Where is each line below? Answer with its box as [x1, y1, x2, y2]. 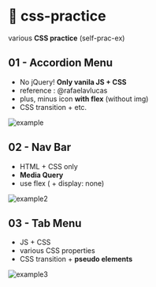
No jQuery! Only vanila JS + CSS [19, 77, 128, 86]
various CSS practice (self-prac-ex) [8, 33, 125, 43]
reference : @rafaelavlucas [19, 85, 108, 95]
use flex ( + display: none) [19, 178, 105, 188]
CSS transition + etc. [19, 102, 87, 111]
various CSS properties [19, 246, 96, 255]
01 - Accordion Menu [8, 56, 113, 70]
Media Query [19, 170, 64, 179]
